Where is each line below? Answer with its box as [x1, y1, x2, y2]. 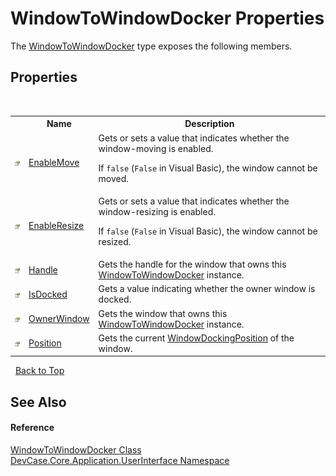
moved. [98, 172, 130, 184]
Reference [10, 422, 55, 434]
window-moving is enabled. [98, 142, 214, 154]
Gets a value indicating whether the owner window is [98, 283, 316, 295]
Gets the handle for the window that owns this [98, 258, 287, 270]
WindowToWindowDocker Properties [10, 7, 325, 30]
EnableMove [28, 157, 80, 168]
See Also [10, 393, 67, 411]
